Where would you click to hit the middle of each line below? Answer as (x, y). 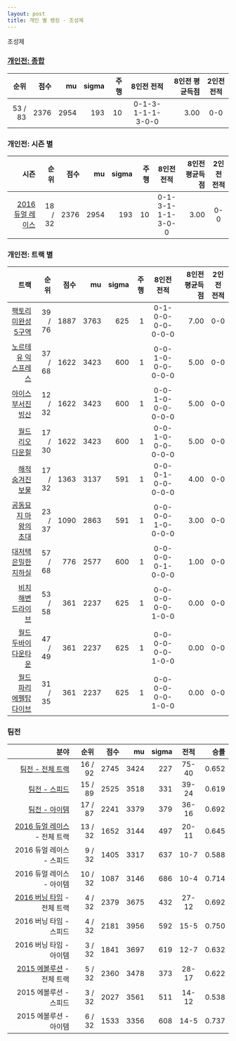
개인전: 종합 (26, 61)
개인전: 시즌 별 (30, 143)
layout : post (26, 14)
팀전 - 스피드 (49, 789)
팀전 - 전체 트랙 (45, 769)
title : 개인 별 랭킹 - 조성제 (46, 20)
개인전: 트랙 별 (30, 255)
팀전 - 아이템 (49, 809)
